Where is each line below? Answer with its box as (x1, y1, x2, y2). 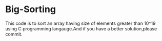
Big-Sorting (5, 4, 56, 15)
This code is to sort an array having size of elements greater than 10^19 (5, 20, 156, 26)
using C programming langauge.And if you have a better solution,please (5, 25, 157, 31)
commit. (5, 31, 23, 37)
